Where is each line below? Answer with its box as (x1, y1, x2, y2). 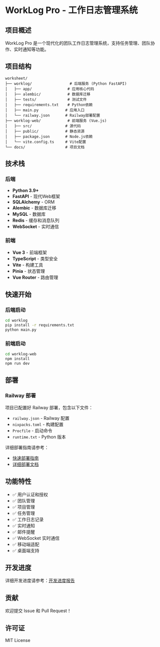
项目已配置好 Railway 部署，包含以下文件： (5, 404, 93, 410)
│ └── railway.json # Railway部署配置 (5, 113, 100, 118)
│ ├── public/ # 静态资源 (5, 129, 85, 134)
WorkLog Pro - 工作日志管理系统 (5, 4, 138, 16)
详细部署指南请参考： (5, 444, 49, 450)
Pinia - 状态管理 (12, 268, 45, 274)
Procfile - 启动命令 (12, 427, 53, 434)
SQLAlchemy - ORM (12, 199, 55, 205)
